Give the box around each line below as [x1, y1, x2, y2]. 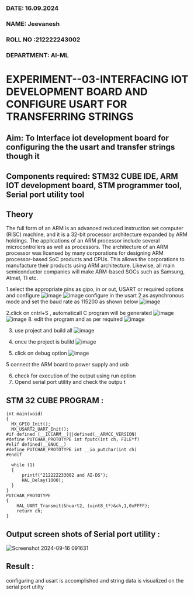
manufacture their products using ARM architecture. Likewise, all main [6, 262, 175, 269]
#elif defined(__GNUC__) [6, 442, 67, 448]
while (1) [11, 462, 35, 468]
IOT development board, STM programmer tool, [6, 180, 182, 190]
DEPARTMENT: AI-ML [6, 51, 69, 59]
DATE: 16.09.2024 [6, 4, 59, 12]
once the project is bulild [14, 338, 74, 345]
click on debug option [14, 349, 67, 357]
